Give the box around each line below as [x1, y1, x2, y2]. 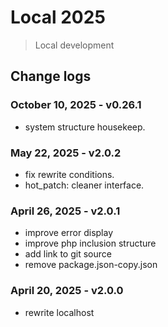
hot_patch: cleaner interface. [24, 179, 145, 191]
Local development [34, 39, 115, 51]
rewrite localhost [24, 306, 95, 318]
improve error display [24, 227, 114, 239]
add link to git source [24, 248, 112, 260]
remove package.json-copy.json [24, 259, 158, 271]
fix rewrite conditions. [24, 168, 115, 180]
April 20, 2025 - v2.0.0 [10, 284, 124, 298]
